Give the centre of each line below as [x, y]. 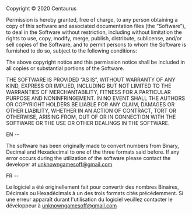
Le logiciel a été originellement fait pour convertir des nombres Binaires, [92, 187]
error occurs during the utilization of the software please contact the [88, 158]
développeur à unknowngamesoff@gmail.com [62, 206]
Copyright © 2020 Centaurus [41, 8]
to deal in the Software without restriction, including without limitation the [94, 32]
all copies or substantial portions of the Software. [65, 68]
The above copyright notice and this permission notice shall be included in [95, 62]
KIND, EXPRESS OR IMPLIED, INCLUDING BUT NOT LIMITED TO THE [89, 86]
